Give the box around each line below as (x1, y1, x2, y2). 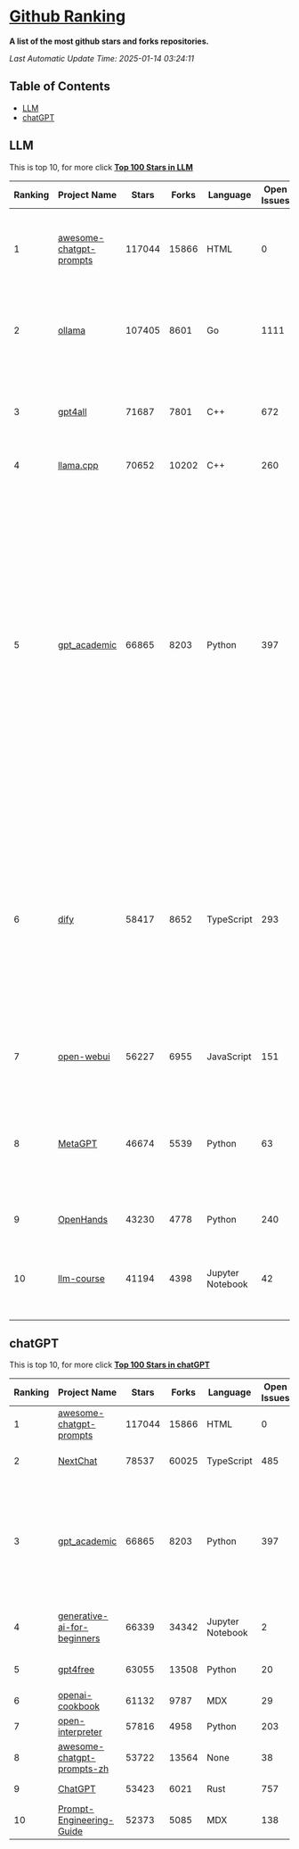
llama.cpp (57, 459, 100, 471)
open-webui (57, 1050, 111, 1063)
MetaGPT (57, 1137, 98, 1149)
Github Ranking (9, 6, 126, 27)
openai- (57, 1689, 93, 1702)
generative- (57, 1610, 109, 1622)
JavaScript (206, 1050, 252, 1063)
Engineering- (57, 1814, 114, 1827)
